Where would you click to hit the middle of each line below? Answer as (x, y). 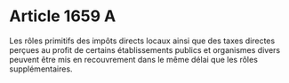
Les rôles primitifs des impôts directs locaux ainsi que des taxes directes (142, 41)
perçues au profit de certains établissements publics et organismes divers (145, 49)
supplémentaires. (41, 69)
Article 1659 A (63, 16)
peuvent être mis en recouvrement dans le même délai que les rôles (133, 59)
